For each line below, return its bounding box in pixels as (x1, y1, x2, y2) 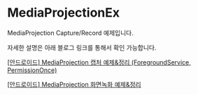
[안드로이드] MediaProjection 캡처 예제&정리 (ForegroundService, (7, 58, 191, 67)
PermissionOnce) (7, 66, 57, 74)
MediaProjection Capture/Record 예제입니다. (7, 28, 134, 37)
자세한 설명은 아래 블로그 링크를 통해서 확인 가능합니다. (7, 43, 157, 51)
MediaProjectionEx (7, 5, 120, 21)
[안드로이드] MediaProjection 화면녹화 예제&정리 (7, 80, 141, 88)
